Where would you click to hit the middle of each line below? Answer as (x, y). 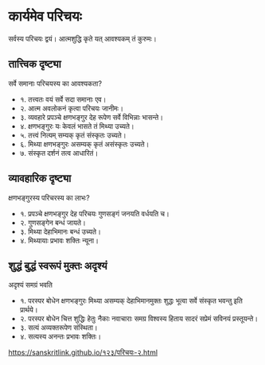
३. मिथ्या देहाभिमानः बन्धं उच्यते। (60, 231)
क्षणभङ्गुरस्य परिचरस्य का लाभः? (49, 197)
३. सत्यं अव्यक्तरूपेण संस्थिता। (58, 328)
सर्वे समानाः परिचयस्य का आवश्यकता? (55, 83)
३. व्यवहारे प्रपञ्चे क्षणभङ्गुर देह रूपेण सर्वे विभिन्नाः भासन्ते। (92, 117)
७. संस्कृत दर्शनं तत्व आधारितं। (59, 153)
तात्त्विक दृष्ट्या (35, 64)
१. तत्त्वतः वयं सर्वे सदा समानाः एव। (63, 99)
